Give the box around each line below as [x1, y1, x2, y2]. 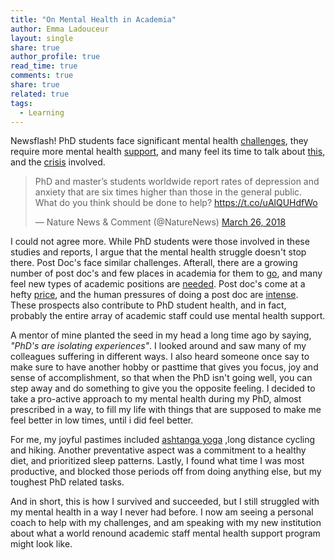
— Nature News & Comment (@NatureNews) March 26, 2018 [34, 216, 287, 228]
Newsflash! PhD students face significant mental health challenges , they [10, 135, 309, 147]
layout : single [10, 33, 74, 43]
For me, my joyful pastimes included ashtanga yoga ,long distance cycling [10, 434, 316, 446]
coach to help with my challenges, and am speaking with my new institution [10, 517, 322, 529]
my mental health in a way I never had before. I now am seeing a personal [10, 506, 314, 518]
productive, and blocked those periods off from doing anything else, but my [10, 466, 322, 478]
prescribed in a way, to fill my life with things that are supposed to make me [10, 404, 322, 416]
